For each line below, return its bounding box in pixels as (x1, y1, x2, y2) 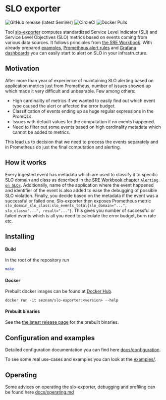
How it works (5, 158, 47, 167)
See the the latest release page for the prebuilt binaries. (5, 319, 119, 325)
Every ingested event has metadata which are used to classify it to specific (5, 171, 158, 177)
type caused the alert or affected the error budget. (12, 102, 116, 109)
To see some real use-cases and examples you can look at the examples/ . (5, 356, 156, 362)
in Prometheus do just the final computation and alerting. (5, 144, 121, 150)
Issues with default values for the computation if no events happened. (12, 118, 155, 124)
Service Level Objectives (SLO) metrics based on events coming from (5, 34, 147, 40)
